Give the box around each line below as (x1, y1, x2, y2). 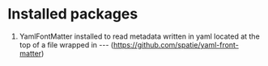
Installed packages (7, 5, 138, 23)
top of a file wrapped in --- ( (19, 39, 114, 49)
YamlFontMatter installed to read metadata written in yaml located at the (19, 31, 260, 41)
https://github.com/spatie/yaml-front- (113, 39, 240, 49)
